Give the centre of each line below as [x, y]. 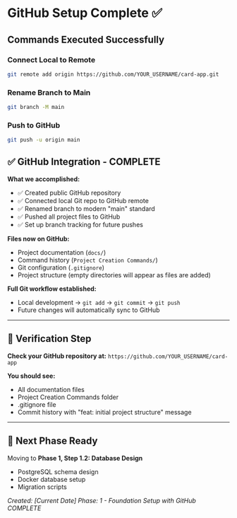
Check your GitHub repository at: [57, 356]
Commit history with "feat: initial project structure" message [104, 412]
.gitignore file [37, 404]
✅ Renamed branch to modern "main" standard [86, 208]
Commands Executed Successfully [86, 39]
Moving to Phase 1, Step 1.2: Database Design [75, 458]
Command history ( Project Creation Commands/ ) [88, 260]
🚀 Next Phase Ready [53, 441]
